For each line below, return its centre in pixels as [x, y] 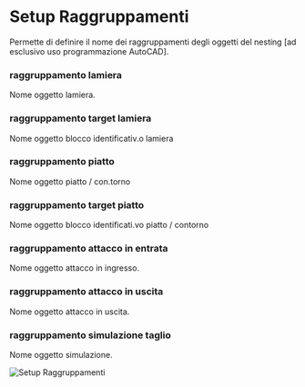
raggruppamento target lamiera [81, 118]
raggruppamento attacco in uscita [86, 292]
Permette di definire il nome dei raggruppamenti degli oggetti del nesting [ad [153, 42]
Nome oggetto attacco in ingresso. [74, 268]
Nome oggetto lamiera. [52, 95]
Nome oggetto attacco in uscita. [70, 312]
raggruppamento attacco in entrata [89, 249]
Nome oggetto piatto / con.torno [70, 181]
